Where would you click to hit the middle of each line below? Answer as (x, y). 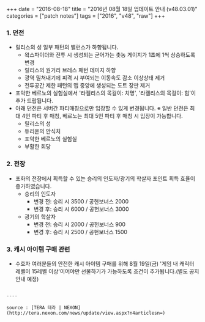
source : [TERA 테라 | (34, 307)
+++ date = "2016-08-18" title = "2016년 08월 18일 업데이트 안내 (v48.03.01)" (102, 9)
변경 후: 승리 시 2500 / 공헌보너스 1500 (80, 232)
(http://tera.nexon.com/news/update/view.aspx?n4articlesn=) (86, 313)
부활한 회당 (37, 147)
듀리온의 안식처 (43, 131)
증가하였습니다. (33, 186)
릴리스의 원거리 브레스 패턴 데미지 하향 (70, 70)
